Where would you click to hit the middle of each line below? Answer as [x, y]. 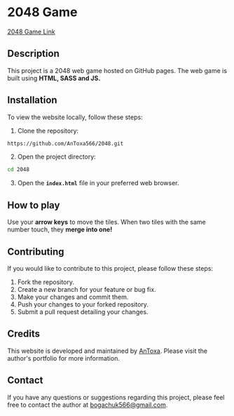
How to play [34, 205]
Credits [24, 334]
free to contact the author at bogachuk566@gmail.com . [88, 405]
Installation [32, 100]
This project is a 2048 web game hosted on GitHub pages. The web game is [117, 70]
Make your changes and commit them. [73, 297]
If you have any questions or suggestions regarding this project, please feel [116, 397]
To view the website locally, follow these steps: [75, 117]
